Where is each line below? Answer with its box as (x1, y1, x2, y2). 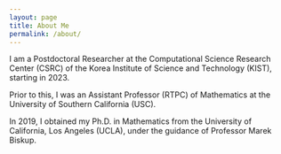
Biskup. (9, 135, 37, 146)
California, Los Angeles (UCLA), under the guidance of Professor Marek (9, 126, 272, 136)
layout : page (9, 12, 58, 22)
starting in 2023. (9, 73, 70, 83)
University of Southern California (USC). (9, 99, 157, 110)
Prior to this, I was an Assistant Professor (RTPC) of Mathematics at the (9, 89, 271, 100)
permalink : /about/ (9, 29, 82, 38)
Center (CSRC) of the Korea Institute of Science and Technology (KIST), (9, 63, 273, 73)
